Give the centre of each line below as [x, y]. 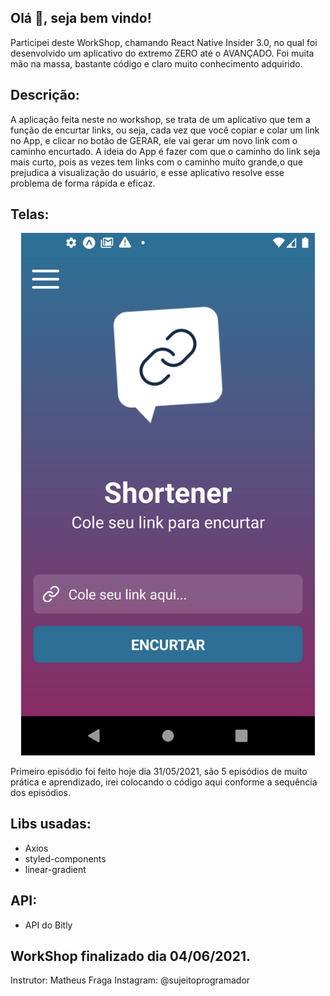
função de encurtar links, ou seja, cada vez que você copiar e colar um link [165, 130]
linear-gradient [55, 869]
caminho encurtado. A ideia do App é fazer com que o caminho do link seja [165, 151]
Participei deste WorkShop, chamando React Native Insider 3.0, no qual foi [164, 42]
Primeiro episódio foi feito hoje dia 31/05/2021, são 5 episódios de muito [159, 771]
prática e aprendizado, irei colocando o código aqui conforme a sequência [164, 782]
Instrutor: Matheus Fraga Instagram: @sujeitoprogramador [130, 980]
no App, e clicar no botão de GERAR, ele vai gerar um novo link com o [154, 140]
